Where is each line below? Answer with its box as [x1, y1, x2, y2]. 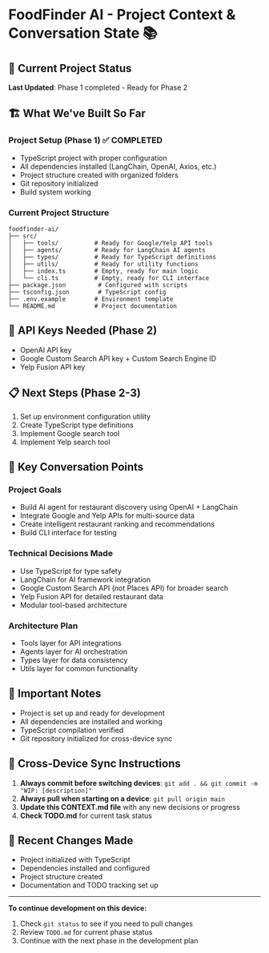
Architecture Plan [8, 620, 78, 631]
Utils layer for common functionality [19, 663, 139, 673]
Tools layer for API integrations [19, 638, 122, 647]
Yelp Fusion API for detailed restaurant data [19, 591, 164, 601]
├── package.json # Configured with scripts [8, 281, 188, 289]
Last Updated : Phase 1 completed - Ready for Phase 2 [8, 82, 188, 92]
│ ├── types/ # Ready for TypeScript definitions [8, 253, 217, 261]
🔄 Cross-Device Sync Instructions [8, 757, 182, 771]
